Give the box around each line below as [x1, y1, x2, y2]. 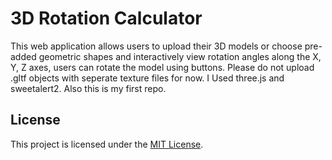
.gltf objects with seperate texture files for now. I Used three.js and [10, 72, 285, 84]
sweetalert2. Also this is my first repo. [10, 82, 167, 94]
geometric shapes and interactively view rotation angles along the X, [38, 50, 322, 62]
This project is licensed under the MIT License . [10, 138, 204, 150]
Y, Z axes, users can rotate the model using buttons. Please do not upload [10, 61, 315, 73]
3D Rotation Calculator [10, 7, 203, 30]
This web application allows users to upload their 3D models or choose [10, 40, 303, 52]
